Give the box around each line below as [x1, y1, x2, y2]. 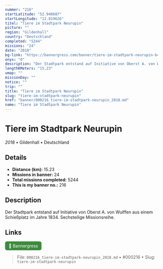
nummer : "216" [5, 7, 34, 12]
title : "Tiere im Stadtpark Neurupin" [5, 89, 83, 94]
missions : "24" [5, 43, 36, 48]
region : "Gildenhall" [5, 30, 49, 35]
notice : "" [5, 79, 27, 84]
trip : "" [5, 84, 23, 89]
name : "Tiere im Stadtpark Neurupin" [5, 102, 81, 107]
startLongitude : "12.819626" [5, 16, 64, 21]
